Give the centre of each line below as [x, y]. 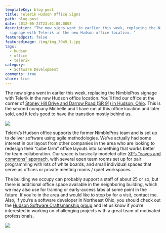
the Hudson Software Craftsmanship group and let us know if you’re [74, 205]
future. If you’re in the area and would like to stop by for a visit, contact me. [82, 195]
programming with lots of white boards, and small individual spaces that [78, 164]
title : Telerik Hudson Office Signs [43, 14]
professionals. [20, 216]
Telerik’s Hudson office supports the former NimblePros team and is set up [81, 133]
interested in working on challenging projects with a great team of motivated [83, 210]
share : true [17, 79]
